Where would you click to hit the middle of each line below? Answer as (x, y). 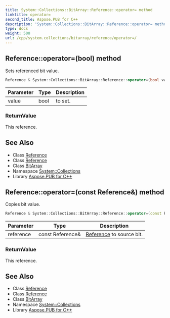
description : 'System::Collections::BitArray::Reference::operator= (79, 24)
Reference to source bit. (114, 234)
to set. (63, 100)
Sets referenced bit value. (32, 71)
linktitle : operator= (28, 15)
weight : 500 (18, 33)
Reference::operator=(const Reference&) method (85, 192)
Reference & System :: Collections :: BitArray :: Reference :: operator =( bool (82, 80)
